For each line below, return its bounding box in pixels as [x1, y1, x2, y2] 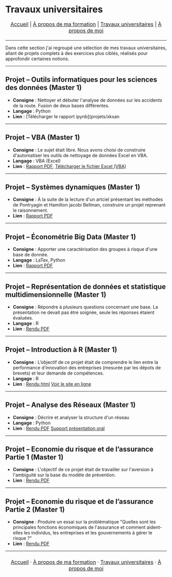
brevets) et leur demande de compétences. [12, 370, 104, 376]
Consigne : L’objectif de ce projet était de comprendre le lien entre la [12, 359, 159, 365]
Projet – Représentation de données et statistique [5, 282, 166, 291]
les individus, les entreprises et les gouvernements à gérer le [24, 530, 153, 536]
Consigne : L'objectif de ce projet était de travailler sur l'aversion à [12, 467, 154, 473]
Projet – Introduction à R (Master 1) [5, 345, 118, 354]
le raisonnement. [12, 207, 49, 214]
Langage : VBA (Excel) [12, 158, 61, 164]
